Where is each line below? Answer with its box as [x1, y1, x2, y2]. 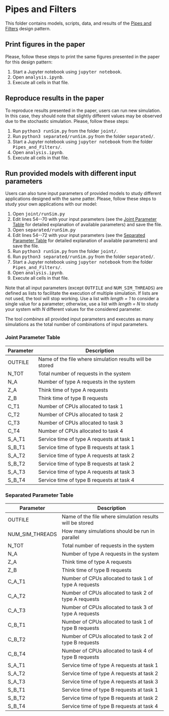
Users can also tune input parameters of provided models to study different [5, 190, 162, 197]
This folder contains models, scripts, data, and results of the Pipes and [5, 20, 152, 26]
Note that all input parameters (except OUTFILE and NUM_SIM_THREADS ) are [5, 285, 163, 291]
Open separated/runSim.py [12, 227, 76, 233]
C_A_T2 [8, 592, 26, 599]
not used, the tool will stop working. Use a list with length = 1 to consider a [5, 296, 159, 302]
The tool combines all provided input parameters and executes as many [5, 316, 153, 322]
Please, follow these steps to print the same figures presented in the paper [5, 53, 160, 59]
